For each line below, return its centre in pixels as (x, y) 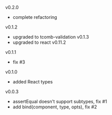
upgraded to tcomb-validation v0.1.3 (51, 37)
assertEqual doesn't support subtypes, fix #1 (60, 102)
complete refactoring (35, 17)
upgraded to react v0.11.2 (39, 42)
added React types (32, 82)
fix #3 (19, 62)
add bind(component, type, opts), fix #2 (55, 107)
